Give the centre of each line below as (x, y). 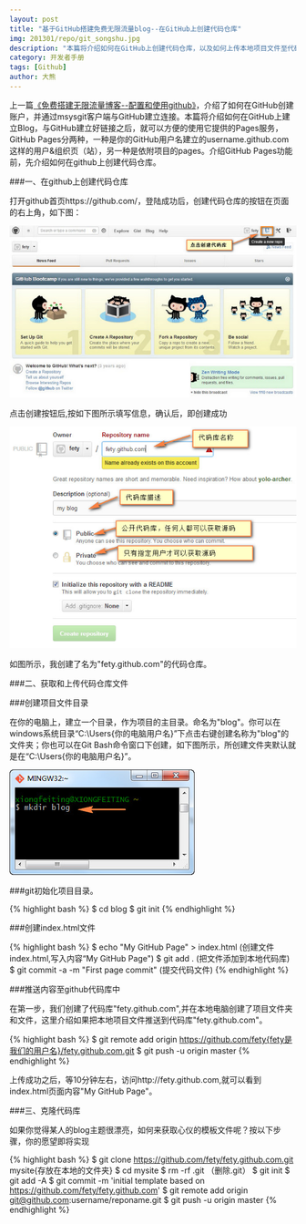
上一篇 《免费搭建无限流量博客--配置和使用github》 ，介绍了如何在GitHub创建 (152, 105)
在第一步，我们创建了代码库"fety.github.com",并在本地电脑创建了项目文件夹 (151, 1009)
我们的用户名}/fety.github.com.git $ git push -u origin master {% (130, 1051)
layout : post (34, 19)
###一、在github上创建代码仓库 (69, 181)
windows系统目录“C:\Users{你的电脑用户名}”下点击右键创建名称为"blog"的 (149, 734)
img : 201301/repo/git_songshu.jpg (75, 38)
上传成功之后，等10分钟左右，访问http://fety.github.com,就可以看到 (136, 1080)
